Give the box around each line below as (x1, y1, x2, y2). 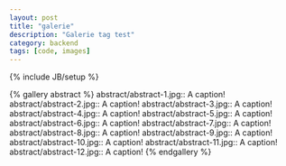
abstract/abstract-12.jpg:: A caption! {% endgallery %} (9, 146, 212, 158)
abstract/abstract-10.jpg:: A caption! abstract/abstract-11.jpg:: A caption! (9, 137, 278, 148)
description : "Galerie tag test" (9, 30, 135, 39)
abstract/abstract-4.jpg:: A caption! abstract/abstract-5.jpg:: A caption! (9, 108, 273, 119)
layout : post (9, 13, 59, 23)
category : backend (9, 38, 78, 48)
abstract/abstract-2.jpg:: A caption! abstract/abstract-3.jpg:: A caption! (9, 98, 272, 109)
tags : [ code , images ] (9, 47, 91, 56)
